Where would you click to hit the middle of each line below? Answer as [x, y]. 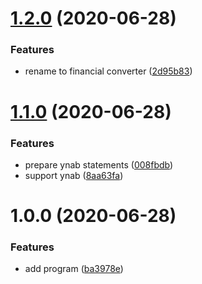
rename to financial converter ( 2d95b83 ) [108, 71]
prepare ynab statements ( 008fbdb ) [99, 164]
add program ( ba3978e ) [74, 269]
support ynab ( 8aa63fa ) [74, 175]
